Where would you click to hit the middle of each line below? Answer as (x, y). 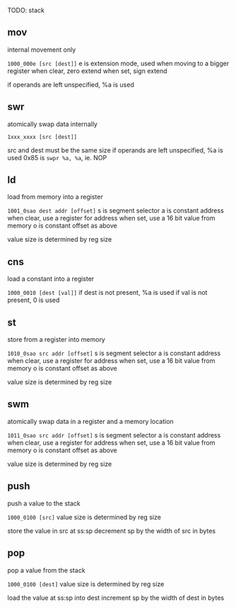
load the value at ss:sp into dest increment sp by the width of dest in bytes (116, 598)
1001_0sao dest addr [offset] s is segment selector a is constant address (116, 211)
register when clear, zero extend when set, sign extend (87, 71)
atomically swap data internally (52, 124)
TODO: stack (26, 10)
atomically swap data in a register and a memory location (91, 421)
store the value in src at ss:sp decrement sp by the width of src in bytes (112, 530)
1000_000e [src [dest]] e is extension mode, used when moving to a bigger (118, 63)
